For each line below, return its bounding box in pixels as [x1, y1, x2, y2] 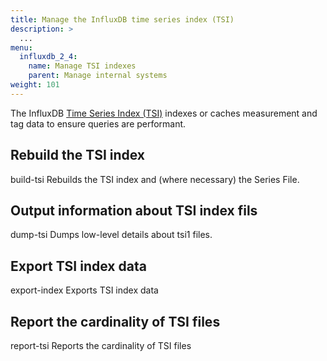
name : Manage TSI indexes [28, 61, 137, 71]
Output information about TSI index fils [10, 202, 258, 219]
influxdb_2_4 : [19, 52, 78, 62]
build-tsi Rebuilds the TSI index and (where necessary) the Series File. [10, 173, 300, 185]
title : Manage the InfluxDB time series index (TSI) [10, 14, 235, 25]
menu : [10, 42, 33, 53]
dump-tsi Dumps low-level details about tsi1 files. [10, 229, 213, 241]
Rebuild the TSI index [10, 147, 146, 164]
